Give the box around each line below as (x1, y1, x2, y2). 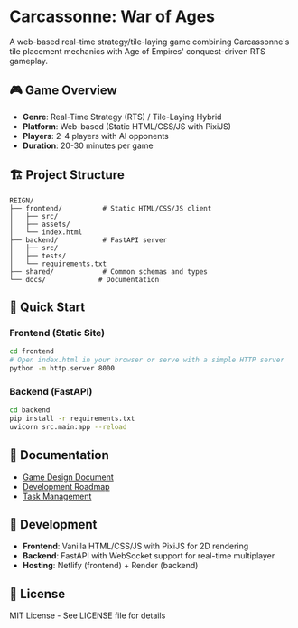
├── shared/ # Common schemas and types (9, 267, 208, 277)
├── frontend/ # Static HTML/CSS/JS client (9, 203, 212, 213)
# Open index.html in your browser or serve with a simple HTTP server (9, 355, 284, 365)
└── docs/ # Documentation (9, 275, 160, 284)
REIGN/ (9, 196, 34, 205)
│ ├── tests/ (9, 251, 67, 260)
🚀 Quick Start (9, 299, 86, 314)
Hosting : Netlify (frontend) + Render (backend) (22, 560, 199, 571)
